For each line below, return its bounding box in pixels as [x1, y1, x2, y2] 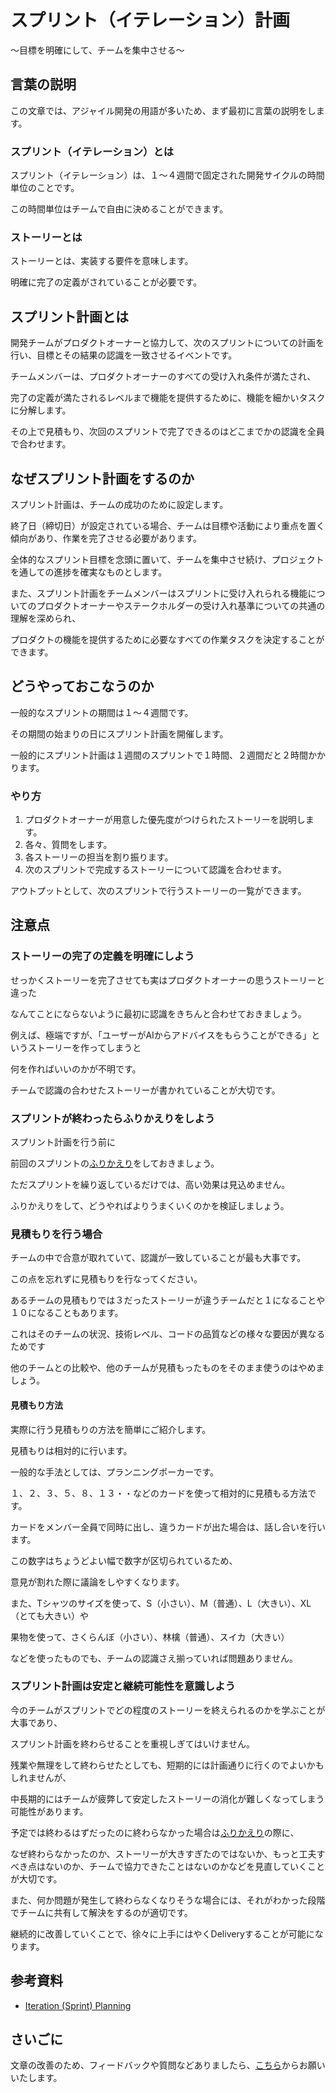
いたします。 [10, 2072, 63, 2084]
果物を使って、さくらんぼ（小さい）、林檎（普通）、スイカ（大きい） [10, 1631, 290, 1643]
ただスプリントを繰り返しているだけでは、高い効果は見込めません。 [10, 1179, 291, 1191]
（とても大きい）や [10, 1609, 89, 1621]
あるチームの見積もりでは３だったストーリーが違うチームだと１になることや [10, 1294, 326, 1306]
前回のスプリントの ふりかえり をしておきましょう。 [10, 1157, 220, 1170]
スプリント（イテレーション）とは [10, 144, 175, 158]
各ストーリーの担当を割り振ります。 [24, 851, 174, 863]
